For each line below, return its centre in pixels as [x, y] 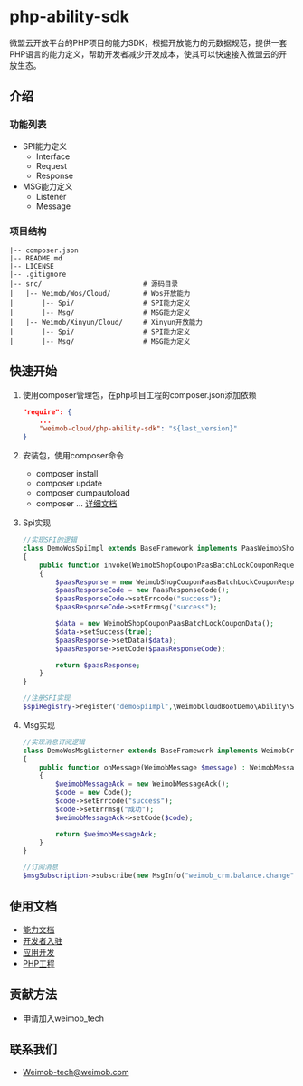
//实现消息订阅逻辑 [54, 742]
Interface [53, 156]
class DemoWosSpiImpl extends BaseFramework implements [130, 549]
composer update [69, 483]
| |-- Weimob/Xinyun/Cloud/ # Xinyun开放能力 [106, 322]
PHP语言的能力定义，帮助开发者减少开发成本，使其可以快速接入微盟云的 [144, 54]
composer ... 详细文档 [76, 504]
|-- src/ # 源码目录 [94, 283]
